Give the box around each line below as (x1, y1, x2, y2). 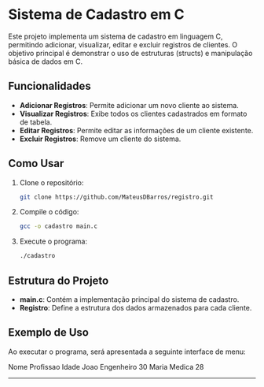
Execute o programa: (19, 236, 88, 246)
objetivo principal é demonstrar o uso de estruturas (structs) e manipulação (8, 48, 253, 58)
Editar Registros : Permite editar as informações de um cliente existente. (19, 125, 254, 135)
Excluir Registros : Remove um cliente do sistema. (19, 134, 181, 143)
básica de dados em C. (8, 57, 83, 66)
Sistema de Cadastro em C (8, 6, 185, 24)
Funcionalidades (8, 80, 92, 93)
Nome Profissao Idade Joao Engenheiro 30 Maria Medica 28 (8, 362, 204, 371)
